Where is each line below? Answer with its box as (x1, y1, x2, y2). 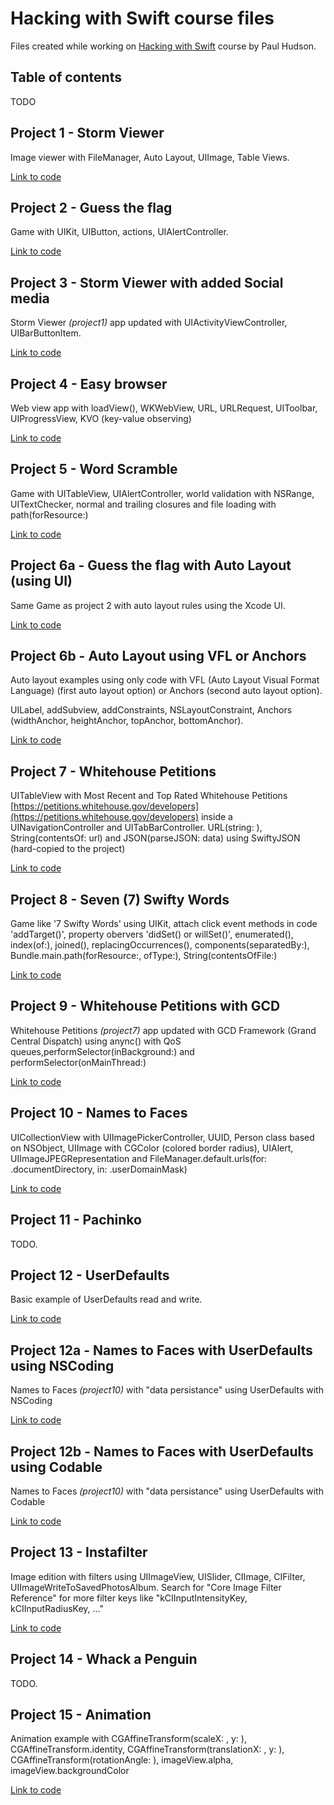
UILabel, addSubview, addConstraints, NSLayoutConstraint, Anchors (10, 704, 293, 716)
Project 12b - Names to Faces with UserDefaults (10, 1443, 314, 1460)
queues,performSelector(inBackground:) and (10, 1045, 195, 1057)
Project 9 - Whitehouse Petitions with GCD (10, 998, 281, 1015)
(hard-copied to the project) (10, 843, 126, 855)
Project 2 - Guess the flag (10, 199, 173, 216)
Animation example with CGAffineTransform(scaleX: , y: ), (10, 1733, 247, 1745)
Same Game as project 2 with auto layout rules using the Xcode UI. (10, 599, 286, 611)
